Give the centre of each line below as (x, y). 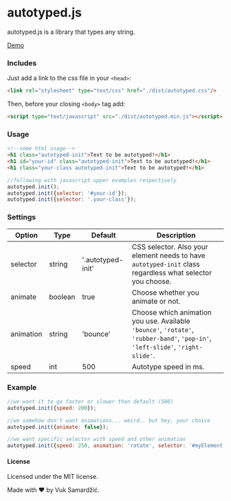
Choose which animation (172, 312)
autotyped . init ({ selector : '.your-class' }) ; (72, 199)
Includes (22, 63)
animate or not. (156, 301)
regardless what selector (172, 273)
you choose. (152, 281)
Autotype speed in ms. (168, 366)
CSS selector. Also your (170, 246)
